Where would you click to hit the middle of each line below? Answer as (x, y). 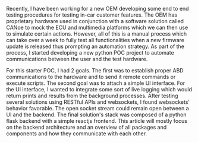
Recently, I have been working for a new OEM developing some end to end (98, 9)
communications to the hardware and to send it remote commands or (91, 77)
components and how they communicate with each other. (77, 134)
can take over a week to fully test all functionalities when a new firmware (95, 40)
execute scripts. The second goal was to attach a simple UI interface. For (96, 83)
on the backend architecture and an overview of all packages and (87, 127)
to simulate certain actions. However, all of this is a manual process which (97, 34)
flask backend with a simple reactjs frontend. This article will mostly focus (97, 121)
